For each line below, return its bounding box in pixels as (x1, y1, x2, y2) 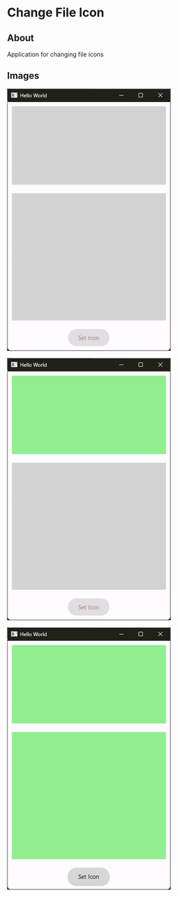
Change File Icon (7, 5, 105, 21)
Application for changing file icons (7, 50, 104, 58)
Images (7, 70, 40, 82)
